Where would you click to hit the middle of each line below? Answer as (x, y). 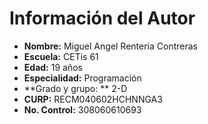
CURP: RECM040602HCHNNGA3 (93, 99)
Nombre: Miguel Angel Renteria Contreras (111, 46)
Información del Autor (102, 18)
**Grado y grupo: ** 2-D (75, 88)
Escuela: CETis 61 (61, 56)
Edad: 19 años (53, 67)
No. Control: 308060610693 (82, 109)
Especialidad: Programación (82, 78)
